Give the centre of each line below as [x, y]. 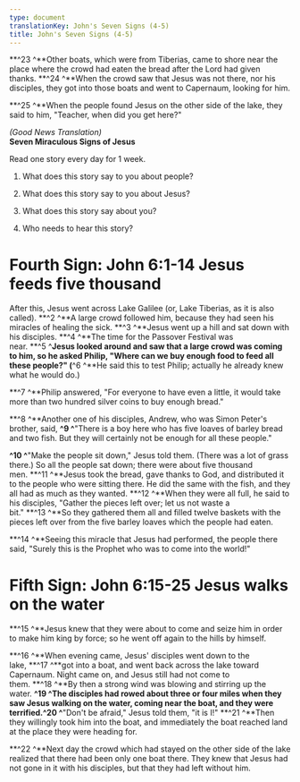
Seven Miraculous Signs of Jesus [72, 142]
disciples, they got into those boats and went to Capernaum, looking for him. [150, 88]
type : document [37, 17]
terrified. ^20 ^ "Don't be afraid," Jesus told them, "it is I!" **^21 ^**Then [142, 713]
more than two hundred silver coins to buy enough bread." [117, 402]
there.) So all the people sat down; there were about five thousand [131, 465]
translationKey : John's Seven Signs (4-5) [89, 26]
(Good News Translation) [56, 132]
